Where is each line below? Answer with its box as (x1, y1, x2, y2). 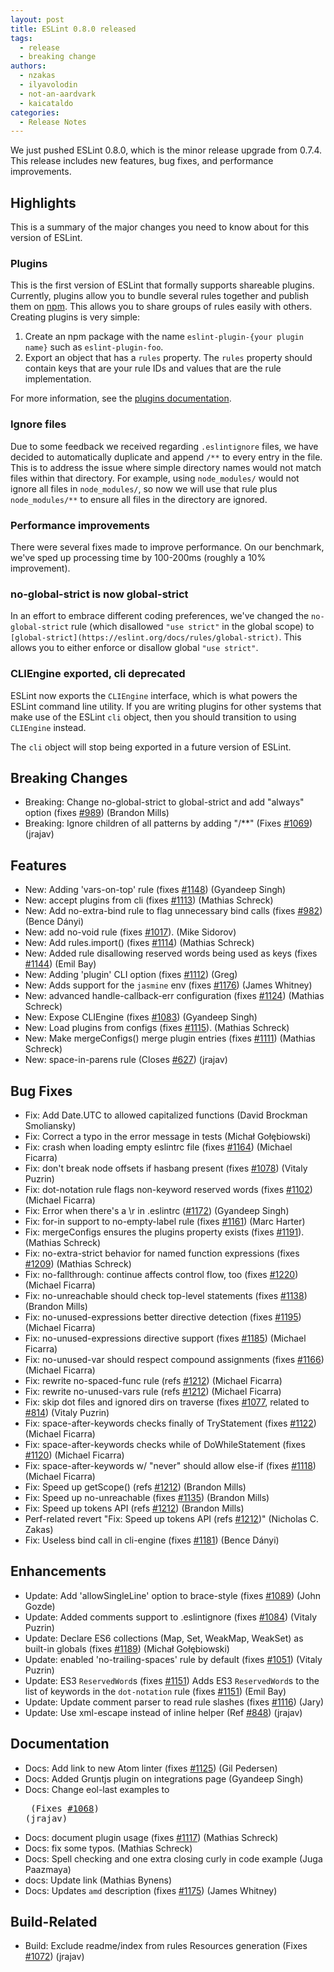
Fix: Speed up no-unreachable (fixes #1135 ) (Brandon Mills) (24, 1491, 270, 1503)
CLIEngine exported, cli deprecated (10, 667, 186, 681)
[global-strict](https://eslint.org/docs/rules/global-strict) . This (10, 631, 302, 643)
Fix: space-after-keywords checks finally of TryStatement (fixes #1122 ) (24, 1417, 317, 1429)
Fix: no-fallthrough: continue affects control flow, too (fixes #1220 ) (24, 1268, 299, 1280)
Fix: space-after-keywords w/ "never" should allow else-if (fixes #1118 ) (24, 1459, 317, 1471)
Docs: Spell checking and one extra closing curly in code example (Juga (24, 1852, 323, 1865)
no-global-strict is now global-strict (10, 587, 189, 601)
